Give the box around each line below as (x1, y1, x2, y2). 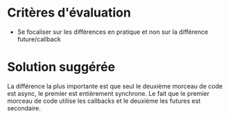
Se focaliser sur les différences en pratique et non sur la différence (17, 28, 209, 36)
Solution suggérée (7, 59, 116, 75)
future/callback (17, 35, 61, 43)
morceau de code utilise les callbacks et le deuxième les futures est (7, 97, 201, 105)
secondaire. (7, 104, 42, 112)
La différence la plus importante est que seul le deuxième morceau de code (7, 81, 223, 90)
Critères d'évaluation (7, 5, 132, 21)
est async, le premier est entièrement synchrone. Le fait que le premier (7, 89, 210, 97)
